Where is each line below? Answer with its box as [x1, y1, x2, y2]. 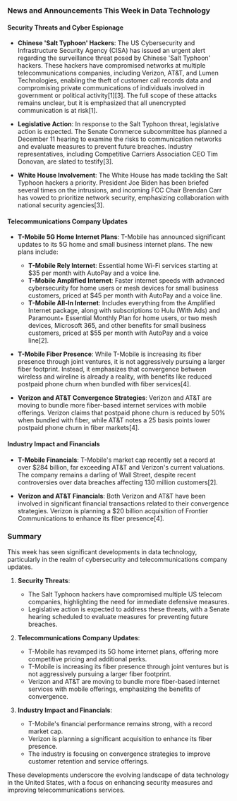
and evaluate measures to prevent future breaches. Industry [17, 142, 193, 151]
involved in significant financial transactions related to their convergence [17, 499, 229, 508]
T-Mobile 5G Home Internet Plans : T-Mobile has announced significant [17, 233, 226, 241]
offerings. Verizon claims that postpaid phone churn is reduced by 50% [17, 408, 226, 417]
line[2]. [28, 336, 49, 345]
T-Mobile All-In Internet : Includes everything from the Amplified [28, 299, 216, 307]
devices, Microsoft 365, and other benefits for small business [28, 322, 207, 330]
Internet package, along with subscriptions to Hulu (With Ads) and [28, 306, 221, 315]
